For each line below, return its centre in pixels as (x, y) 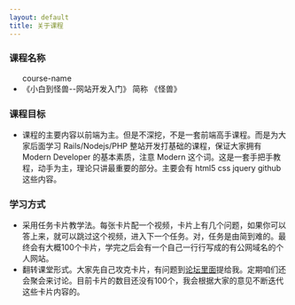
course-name (47, 78)
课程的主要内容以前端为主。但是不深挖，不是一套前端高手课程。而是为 (150, 135)
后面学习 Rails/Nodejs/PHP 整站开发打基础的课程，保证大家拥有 (146, 146)
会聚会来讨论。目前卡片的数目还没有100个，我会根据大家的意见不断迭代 (153, 281)
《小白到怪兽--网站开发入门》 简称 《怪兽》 (101, 89)
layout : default (39, 17)
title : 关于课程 (36, 26)
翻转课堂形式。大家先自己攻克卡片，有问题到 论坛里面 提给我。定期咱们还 (154, 270)
